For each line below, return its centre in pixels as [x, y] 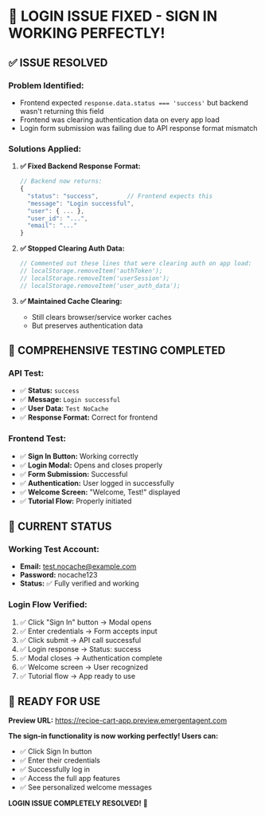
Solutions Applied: [45, 148]
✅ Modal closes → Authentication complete [91, 658]
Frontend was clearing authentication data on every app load [120, 120]
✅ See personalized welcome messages [86, 787]
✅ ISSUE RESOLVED [58, 63]
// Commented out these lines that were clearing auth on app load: [136, 264]
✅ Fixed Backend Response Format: [80, 166]
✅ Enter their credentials [60, 760]
